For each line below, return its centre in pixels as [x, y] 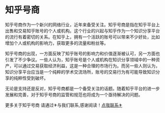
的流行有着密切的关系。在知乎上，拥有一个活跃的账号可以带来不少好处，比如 [82, 37]
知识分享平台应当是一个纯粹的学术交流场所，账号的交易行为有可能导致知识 [80, 72]
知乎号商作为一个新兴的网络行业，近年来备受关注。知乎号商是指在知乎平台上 [82, 25]
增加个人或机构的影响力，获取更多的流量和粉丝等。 [57, 43]
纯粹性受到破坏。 [31, 78]
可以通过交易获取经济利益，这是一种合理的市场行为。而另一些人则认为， [87, 66]
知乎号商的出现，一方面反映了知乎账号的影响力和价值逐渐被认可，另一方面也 [82, 53]
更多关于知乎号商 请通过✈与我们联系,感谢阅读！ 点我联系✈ [64, 105]
